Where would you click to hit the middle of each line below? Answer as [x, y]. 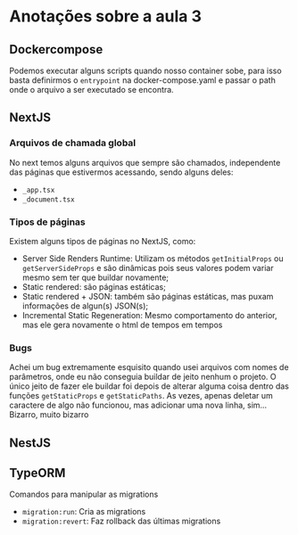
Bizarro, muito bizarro [49, 415]
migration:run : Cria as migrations [84, 512]
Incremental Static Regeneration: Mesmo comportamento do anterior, [149, 315]
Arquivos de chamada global [73, 143]
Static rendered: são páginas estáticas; [94, 286]
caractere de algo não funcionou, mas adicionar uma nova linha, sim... [138, 405]
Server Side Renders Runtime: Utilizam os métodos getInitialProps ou [153, 258]
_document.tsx [48, 199]
